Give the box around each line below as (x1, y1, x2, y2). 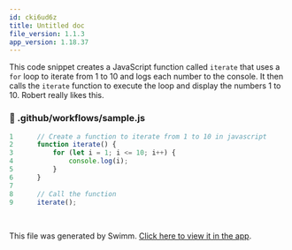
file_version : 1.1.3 (9, 29, 86, 38)
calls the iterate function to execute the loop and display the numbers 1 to (9, 80, 281, 91)
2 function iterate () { (9, 140, 117, 149)
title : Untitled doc (9, 21, 86, 30)
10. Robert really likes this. (9, 90, 104, 101)
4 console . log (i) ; (9, 156, 128, 166)
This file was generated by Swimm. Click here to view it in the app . (9, 231, 252, 241)
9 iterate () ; (9, 198, 77, 207)
